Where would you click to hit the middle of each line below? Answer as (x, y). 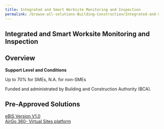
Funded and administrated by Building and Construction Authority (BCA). (78, 89)
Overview (20, 58)
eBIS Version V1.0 (23, 116)
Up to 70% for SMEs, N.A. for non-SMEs (46, 79)
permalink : (16, 14)
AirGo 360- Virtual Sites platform (38, 121)
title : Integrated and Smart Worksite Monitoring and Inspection (73, 10)
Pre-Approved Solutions (43, 104)
